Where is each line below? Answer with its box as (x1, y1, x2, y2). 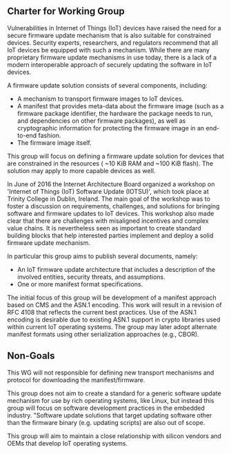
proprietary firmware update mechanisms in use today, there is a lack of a (7, 53, 217, 61)
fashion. (38, 131, 61, 139)
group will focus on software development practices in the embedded (7, 404, 205, 412)
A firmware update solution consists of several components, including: (7, 81, 208, 89)
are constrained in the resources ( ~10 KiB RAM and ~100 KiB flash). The (7, 159, 214, 168)
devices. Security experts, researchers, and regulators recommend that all (7, 38, 219, 47)
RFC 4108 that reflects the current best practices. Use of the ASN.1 (7, 308, 197, 316)
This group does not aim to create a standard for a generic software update (7, 389, 222, 397)
